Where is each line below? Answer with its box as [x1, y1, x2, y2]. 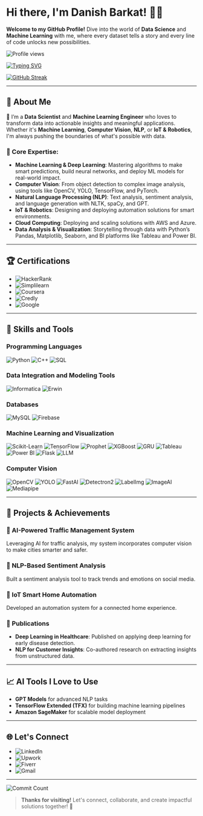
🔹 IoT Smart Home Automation [6, 590, 97, 599]
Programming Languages [6, 343, 83, 351]
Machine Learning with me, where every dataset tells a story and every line [6, 32, 195, 39]
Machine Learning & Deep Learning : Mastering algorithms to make [14, 161, 182, 169]
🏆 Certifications [6, 256, 71, 266]
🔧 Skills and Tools [6, 324, 74, 335]
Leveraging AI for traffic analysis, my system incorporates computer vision [6, 540, 192, 547]
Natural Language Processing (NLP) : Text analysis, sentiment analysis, [14, 193, 193, 201]
